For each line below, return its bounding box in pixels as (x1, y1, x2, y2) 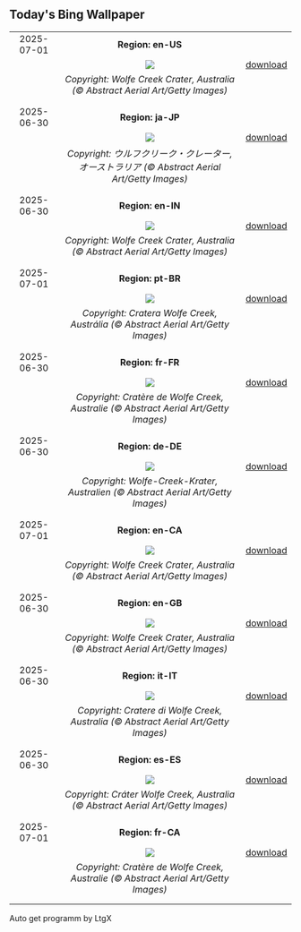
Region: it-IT (122, 669, 177, 681)
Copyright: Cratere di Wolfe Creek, (77, 704, 222, 716)
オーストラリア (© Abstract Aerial (78, 160, 221, 173)
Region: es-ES (117, 753, 182, 765)
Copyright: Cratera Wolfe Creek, (82, 306, 218, 319)
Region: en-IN (119, 199, 181, 211)
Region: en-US (117, 38, 183, 50)
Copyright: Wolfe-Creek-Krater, (82, 475, 218, 487)
